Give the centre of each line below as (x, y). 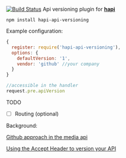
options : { (25, 53)
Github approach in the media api (47, 137)
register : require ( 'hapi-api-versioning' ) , (66, 47)
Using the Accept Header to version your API (61, 149)
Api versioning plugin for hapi (79, 9)
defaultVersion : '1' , (43, 58)
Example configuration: (35, 31)
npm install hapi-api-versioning (48, 20)
